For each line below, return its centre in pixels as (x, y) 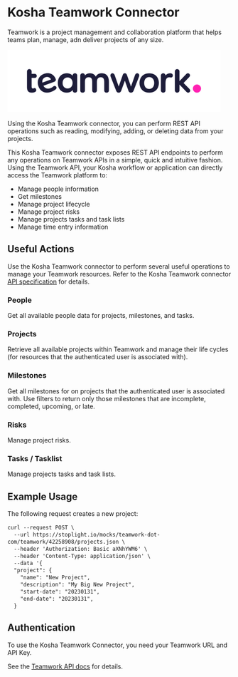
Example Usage (43, 496)
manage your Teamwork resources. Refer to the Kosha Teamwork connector (119, 274)
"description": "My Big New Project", (77, 585)
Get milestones (40, 196)
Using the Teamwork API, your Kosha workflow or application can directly (115, 167)
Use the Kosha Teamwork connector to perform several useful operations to (119, 266)
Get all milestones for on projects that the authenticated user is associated (116, 391)
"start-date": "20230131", (60, 592)
